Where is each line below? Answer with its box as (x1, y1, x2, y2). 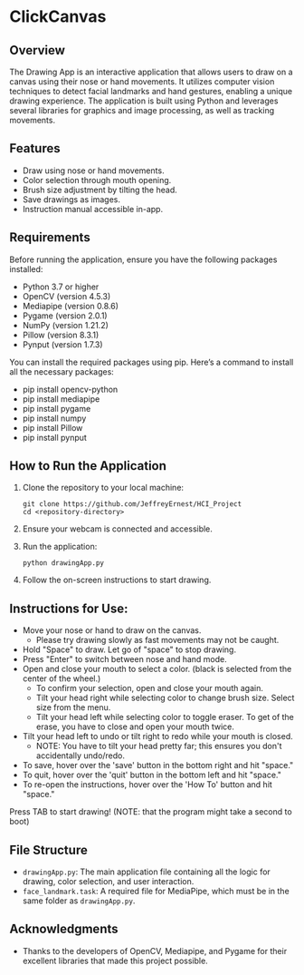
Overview (9, 43, 66, 58)
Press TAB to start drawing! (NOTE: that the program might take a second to (9, 806, 292, 817)
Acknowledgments (9, 921, 119, 937)
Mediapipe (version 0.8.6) (22, 300, 119, 311)
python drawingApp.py (22, 559, 104, 568)
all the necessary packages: (9, 366, 115, 377)
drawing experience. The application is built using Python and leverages (9, 95, 279, 106)
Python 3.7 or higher (22, 281, 100, 292)
